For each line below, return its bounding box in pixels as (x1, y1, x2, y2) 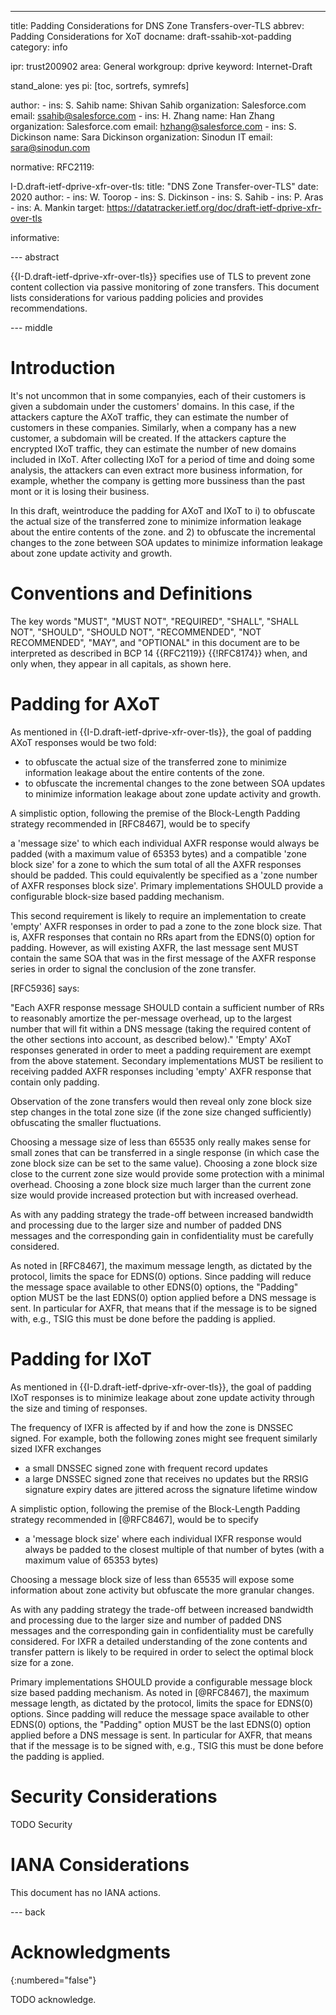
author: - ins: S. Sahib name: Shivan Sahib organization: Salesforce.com (10, 99, 307, 111)
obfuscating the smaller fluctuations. (10, 1116, 162, 1128)
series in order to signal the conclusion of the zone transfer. (10, 962, 257, 975)
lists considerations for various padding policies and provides (10, 292, 264, 303)
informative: (10, 232, 60, 243)
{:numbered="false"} (10, 1974, 97, 1986)
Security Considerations (10, 1785, 218, 1808)
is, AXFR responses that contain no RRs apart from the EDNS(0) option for (10, 931, 316, 943)
